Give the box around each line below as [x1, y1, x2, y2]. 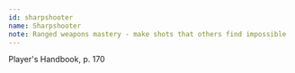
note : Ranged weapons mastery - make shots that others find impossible [8, 29, 287, 38]
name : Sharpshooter [8, 21, 82, 30]
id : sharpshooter [8, 12, 74, 22]
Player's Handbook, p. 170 [8, 54, 105, 65]
